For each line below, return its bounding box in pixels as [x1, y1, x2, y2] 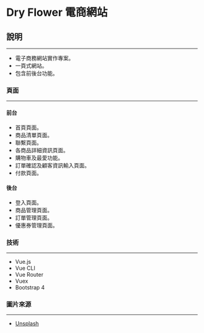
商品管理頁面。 [15, 206, 53, 214]
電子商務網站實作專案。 [15, 55, 74, 61]
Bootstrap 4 [15, 284, 45, 291]
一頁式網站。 [15, 62, 47, 69]
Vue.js [15, 258, 32, 265]
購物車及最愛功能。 [15, 154, 64, 161]
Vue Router [15, 271, 44, 278]
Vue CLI [15, 264, 35, 272]
